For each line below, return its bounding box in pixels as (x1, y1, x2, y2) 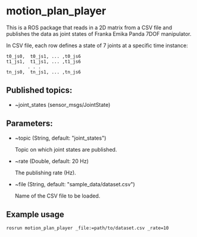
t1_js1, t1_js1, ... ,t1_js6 (6, 59, 82, 64)
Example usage (6, 209, 64, 219)
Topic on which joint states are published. (14, 146, 117, 153)
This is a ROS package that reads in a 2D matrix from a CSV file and (6, 24, 173, 31)
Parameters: (6, 118, 53, 129)
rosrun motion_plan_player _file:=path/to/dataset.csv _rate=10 (6, 225, 169, 231)
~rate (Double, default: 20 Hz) (14, 157, 89, 165)
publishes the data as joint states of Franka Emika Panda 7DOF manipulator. (6, 30, 192, 37)
